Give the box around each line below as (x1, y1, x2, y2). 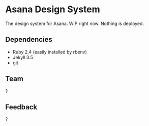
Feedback (5, 103, 38, 111)
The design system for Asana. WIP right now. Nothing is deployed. (5, 20, 144, 27)
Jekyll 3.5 (12, 54, 33, 60)
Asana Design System (5, 4, 100, 15)
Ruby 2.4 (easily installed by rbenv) (12, 48, 87, 55)
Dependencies (5, 35, 52, 44)
